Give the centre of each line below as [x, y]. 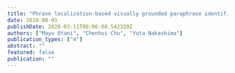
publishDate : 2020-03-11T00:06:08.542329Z [70, 26]
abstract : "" [26, 46]
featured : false [31, 53]
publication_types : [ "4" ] [45, 40]
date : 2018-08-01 [33, 20]
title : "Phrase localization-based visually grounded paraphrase [104, 14]
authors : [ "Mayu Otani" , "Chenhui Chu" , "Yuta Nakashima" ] [95, 33]
